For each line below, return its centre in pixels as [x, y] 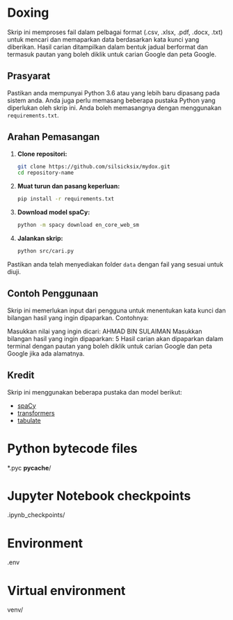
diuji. [14, 271]
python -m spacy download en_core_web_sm [78, 225]
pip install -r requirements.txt [66, 199]
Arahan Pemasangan [54, 137]
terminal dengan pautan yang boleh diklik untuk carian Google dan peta [110, 346]
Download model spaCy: [54, 212]
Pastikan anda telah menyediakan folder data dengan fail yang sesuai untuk [115, 264]
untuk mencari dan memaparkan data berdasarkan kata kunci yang [103, 39]
